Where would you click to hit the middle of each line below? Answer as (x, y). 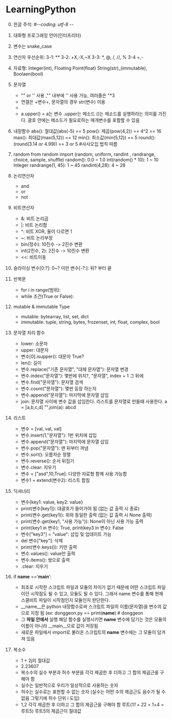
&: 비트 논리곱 (35, 218)
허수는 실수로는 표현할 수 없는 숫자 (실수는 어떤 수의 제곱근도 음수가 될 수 (93, 691)
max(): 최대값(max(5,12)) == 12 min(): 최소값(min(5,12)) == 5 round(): (84, 137)
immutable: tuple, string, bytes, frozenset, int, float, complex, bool (90, 322)
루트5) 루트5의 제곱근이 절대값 (51, 711)
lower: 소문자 (34, 344)
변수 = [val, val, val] (41, 428)
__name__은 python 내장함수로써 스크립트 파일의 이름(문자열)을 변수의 (91, 606)
